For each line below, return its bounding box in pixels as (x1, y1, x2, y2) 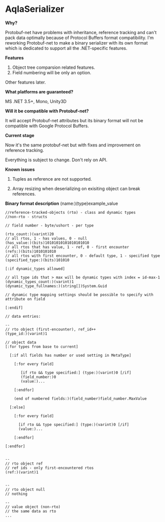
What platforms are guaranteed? (5, 89, 74, 95)
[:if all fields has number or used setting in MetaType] (9, 353, 132, 358)
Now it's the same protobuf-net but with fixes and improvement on (5, 142, 141, 148)
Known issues (5, 166, 35, 172)
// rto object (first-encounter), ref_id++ (5, 327, 96, 332)
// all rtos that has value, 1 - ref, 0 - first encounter (5, 244, 129, 249)
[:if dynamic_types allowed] (5, 266, 65, 271)
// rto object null (5, 487, 45, 492)
